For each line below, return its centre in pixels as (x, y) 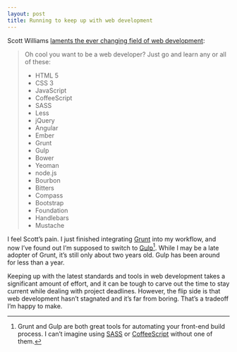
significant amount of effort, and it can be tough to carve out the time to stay (119, 284)
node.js (46, 173)
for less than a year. (36, 262)
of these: (37, 61)
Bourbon (48, 180)
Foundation (51, 210)
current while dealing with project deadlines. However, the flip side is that (114, 291)
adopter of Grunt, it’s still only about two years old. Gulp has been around (114, 255)
